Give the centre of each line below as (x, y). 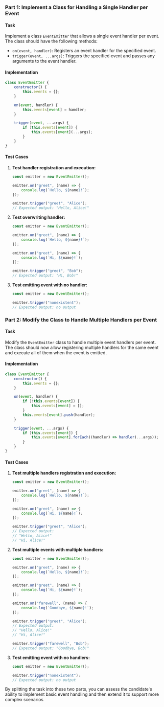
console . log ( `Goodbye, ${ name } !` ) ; (58, 608)
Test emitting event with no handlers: (51, 658)
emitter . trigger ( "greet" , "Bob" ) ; (47, 271)
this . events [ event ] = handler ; (55, 110)
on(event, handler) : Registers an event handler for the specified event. (84, 51)
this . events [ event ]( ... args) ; (62, 132)
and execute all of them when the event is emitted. (56, 353)
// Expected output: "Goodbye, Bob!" (51, 648)
